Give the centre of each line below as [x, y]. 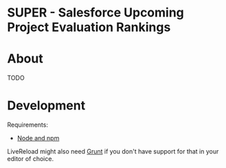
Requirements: [27, 125]
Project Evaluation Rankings [89, 27]
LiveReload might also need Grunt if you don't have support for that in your [113, 151]
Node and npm [38, 138]
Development [46, 106]
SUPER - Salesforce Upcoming [95, 13]
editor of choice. [30, 159]
